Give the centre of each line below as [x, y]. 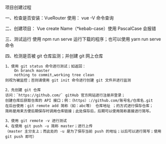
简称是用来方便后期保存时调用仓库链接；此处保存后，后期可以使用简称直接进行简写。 [79, 111]
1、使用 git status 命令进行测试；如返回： [45, 66]
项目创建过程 [18, 7]
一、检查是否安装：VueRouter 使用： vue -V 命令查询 [59, 18]
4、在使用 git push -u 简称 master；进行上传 [49, 126]
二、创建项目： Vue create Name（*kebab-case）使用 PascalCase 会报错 [81, 28]
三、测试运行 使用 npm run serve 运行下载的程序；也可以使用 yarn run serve [83, 39]
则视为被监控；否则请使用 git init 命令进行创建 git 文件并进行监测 [68, 80]
